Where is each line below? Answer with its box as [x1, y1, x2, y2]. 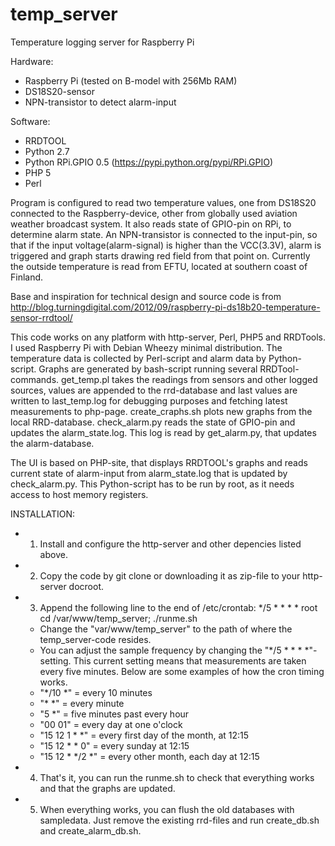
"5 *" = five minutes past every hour [39, 708, 190, 720]
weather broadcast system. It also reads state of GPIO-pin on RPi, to [10, 218, 292, 230]
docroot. [68, 580, 105, 592]
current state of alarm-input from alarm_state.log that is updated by [10, 467, 288, 479]
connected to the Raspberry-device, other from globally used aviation [10, 207, 298, 219]
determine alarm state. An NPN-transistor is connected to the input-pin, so [10, 228, 318, 240]
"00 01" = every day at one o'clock [39, 718, 183, 730]
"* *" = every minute [39, 697, 125, 709]
